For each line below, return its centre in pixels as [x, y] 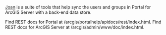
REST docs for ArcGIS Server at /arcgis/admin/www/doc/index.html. [75, 27]
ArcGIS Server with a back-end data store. [48, 12]
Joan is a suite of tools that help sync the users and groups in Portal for [78, 7]
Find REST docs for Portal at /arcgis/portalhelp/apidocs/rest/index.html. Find [83, 22]
